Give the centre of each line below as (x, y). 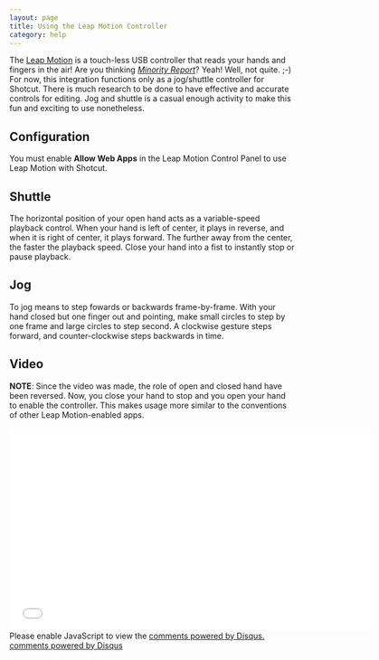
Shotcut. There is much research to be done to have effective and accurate (149, 89)
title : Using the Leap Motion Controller (89, 26)
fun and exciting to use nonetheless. (77, 108)
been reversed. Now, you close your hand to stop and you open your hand (148, 395)
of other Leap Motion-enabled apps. (77, 415)
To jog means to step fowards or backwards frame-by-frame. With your (142, 306)
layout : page (34, 18)
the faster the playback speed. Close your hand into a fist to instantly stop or (152, 247)
